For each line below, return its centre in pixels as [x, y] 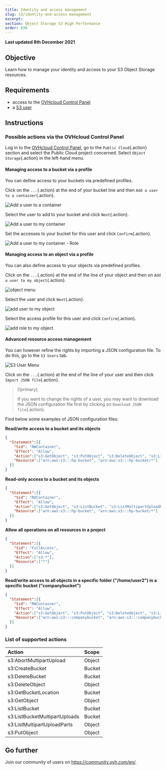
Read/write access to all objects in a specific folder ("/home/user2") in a [81, 580]
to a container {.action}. [30, 195]
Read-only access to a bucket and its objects [52, 479]
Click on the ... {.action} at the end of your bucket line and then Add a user [82, 190]
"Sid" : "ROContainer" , [37, 497]
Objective [21, 58]
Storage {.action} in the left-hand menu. [45, 158]
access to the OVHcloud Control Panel [51, 102]
